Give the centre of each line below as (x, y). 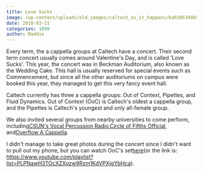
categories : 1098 (28, 29)
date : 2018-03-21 (28, 23)
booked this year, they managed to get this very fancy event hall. (87, 83)
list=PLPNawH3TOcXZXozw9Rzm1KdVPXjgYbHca (69, 163)
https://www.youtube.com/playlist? (50, 157)
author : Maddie (25, 34)
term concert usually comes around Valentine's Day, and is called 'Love (95, 58)
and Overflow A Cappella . (37, 133)
